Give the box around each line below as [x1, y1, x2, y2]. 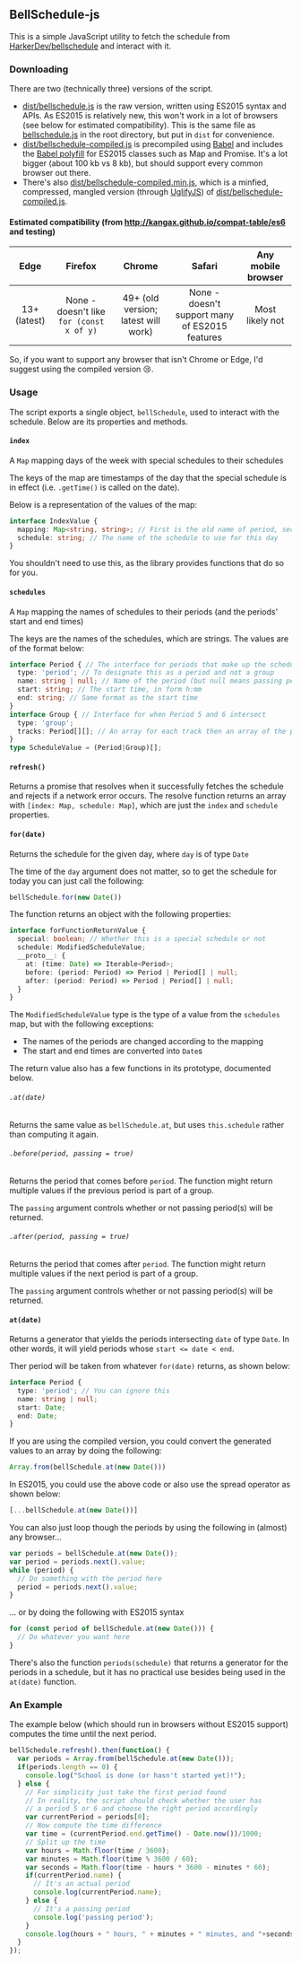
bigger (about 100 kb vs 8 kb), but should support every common [21, 158, 263, 169]
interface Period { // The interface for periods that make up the [9, 659, 267, 669]
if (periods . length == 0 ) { [17, 1763, 118, 1772]
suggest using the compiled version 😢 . [9, 363, 154, 375]
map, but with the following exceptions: [9, 1018, 155, 1030]
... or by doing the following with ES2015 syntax [9, 1607, 185, 1618]
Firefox [65, 260, 97, 273]
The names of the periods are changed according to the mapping [21, 1036, 264, 1047]
